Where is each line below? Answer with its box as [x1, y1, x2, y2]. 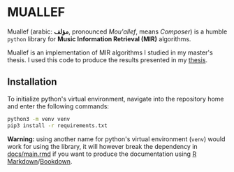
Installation [7, 76, 57, 88]
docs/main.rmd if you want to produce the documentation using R [7, 150, 197, 158]
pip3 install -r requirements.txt [7, 122, 108, 129]
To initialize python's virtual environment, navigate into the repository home [7, 94, 224, 103]
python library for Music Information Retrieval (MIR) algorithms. [7, 34, 191, 43]
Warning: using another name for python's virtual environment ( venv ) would [7, 134, 226, 143]
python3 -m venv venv [7, 115, 71, 122]
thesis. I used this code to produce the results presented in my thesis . [7, 55, 208, 64]
